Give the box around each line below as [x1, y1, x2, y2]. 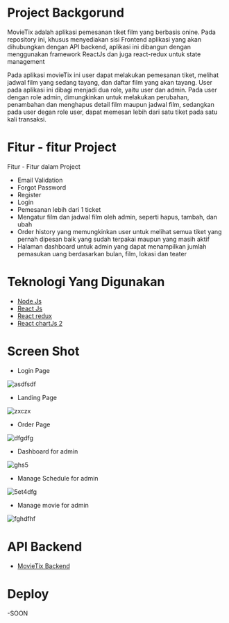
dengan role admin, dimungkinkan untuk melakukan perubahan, [7, 92, 189, 101]
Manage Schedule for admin [17, 474, 99, 482]
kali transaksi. [7, 115, 46, 123]
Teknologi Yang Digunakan [7, 274, 165, 290]
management [7, 57, 45, 65]
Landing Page [17, 393, 58, 401]
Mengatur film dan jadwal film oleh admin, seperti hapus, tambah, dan [17, 213, 217, 221]
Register [17, 190, 42, 199]
